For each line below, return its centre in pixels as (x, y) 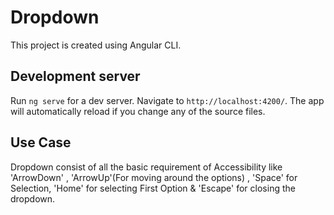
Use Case (41, 142)
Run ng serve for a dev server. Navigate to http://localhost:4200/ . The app (167, 100)
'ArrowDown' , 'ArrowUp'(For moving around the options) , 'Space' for (154, 177)
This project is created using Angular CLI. (96, 45)
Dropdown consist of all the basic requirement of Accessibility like (146, 167)
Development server (75, 76)
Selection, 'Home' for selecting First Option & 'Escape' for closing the (153, 188)
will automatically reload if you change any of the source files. (138, 111)
